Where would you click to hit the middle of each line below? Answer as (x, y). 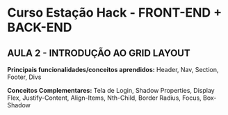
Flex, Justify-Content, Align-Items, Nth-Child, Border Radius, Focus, (104, 98)
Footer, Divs (24, 77)
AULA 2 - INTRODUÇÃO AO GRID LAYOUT (99, 53)
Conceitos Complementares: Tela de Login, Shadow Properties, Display (111, 90)
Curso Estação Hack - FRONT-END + (115, 13)
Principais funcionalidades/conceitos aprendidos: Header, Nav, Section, (113, 70)
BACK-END (40, 27)
